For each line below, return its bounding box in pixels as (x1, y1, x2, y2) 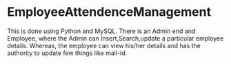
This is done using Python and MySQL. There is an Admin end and (7, 27, 196, 35)
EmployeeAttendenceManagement (7, 4, 212, 20)
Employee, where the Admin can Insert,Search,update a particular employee (7, 34, 224, 42)
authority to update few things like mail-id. (7, 49, 128, 57)
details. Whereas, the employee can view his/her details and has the (7, 41, 201, 50)
